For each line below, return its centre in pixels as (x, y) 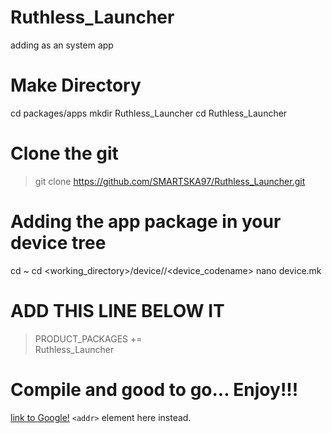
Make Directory (76, 85)
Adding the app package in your (146, 222)
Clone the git (64, 153)
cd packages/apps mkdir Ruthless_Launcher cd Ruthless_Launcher (149, 113)
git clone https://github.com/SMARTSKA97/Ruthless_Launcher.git (170, 181)
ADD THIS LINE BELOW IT (117, 310)
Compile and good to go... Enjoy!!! (154, 389)
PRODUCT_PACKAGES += (88, 338)
